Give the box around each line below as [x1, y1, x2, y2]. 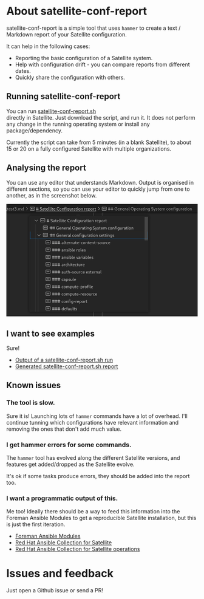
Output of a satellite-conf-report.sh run [15, 356, 114, 363]
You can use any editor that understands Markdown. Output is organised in [6, 179, 194, 186]
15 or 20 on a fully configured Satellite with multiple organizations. [6, 145, 172, 152]
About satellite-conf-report [6, 4, 148, 18]
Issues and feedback [6, 567, 114, 581]
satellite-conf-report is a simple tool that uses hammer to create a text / [6, 24, 181, 32]
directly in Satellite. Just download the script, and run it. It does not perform [6, 114, 195, 121]
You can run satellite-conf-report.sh [6, 108, 96, 115]
